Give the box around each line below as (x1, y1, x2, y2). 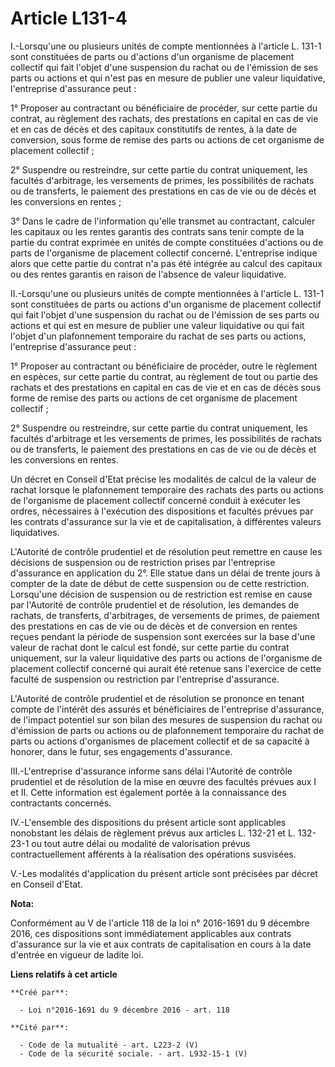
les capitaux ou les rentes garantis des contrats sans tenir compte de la (10, 225, 305, 237)
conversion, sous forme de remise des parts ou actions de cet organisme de (10, 133, 325, 146)
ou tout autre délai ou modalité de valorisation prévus (31, 837, 251, 849)
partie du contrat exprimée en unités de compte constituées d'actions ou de (10, 236, 324, 248)
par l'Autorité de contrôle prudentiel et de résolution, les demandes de (10, 598, 300, 611)
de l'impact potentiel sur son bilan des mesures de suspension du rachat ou (10, 713, 323, 726)
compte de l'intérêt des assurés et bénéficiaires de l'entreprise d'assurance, (10, 703, 325, 715)
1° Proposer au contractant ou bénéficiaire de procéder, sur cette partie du (10, 102, 318, 114)
